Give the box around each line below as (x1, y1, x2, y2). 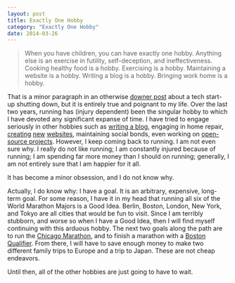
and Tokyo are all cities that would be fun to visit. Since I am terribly (7, 209, 204, 218)
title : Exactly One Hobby (7, 17, 83, 24)
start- (205, 93, 222, 101)
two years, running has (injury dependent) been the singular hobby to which (7, 107, 228, 116)
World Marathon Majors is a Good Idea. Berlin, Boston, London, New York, (7, 202, 222, 211)
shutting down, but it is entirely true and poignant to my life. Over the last (16, 100, 228, 109)
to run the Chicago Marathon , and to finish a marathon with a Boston (7, 232, 206, 240)
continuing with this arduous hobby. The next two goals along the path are (7, 224, 223, 232)
